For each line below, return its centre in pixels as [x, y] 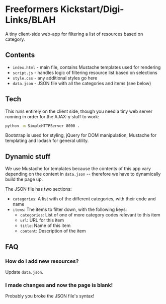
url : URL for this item [42, 220]
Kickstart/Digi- [92, 9]
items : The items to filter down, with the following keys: [70, 209]
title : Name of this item [45, 225]
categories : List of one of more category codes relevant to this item [90, 215]
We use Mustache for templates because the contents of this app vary [78, 169]
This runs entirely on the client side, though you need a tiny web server [79, 111]
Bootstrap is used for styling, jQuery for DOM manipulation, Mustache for [81, 135]
